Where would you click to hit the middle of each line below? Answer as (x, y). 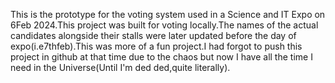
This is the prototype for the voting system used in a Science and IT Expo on (168, 14)
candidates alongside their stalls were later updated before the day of (153, 35)
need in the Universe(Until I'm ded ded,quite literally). (120, 67)
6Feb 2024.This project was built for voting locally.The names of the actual (164, 25)
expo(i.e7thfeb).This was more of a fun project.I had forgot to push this (156, 46)
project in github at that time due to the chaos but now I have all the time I (161, 57)
